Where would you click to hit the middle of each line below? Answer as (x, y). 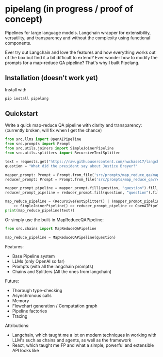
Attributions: (17, 325)
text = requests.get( (27, 162)
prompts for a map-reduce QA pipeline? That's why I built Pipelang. (72, 63)
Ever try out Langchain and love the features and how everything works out (81, 52)
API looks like (25, 350)
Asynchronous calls (32, 295)
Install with (16, 89)
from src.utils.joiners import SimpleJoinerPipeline (59, 148)
